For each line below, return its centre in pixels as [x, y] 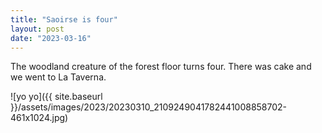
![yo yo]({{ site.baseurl [56, 97]
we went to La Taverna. [58, 77]
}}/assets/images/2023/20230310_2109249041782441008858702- [149, 107]
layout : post [37, 29]
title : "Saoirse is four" [64, 19]
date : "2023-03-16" [51, 38]
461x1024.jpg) [39, 118]
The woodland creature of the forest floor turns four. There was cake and [161, 67]
